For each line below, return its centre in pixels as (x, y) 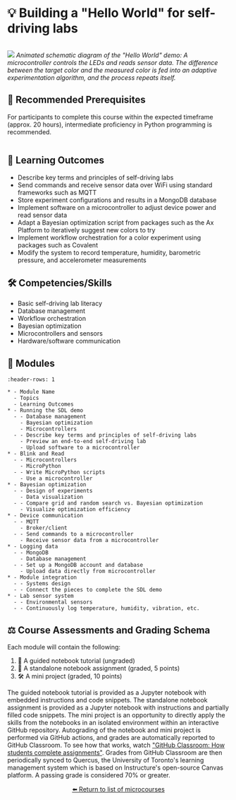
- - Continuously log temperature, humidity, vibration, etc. (107, 608)
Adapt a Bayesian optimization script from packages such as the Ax (116, 222)
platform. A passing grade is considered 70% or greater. (89, 775)
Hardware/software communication (69, 341)
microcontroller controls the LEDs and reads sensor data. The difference (113, 62)
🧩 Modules (31, 363)
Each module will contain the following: (64, 647)
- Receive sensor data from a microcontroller (89, 541)
